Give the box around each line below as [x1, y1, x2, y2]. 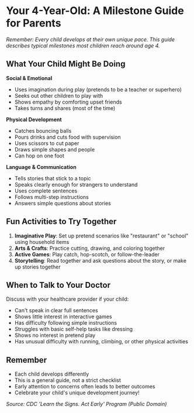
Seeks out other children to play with [14, 92, 103, 99]
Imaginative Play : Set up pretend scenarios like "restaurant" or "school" [14, 232, 189, 239]
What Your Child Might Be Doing [6, 59, 126, 69]
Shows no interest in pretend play [14, 332, 96, 339]
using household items [14, 238, 70, 245]
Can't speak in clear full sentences [14, 307, 98, 314]
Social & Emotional [6, 74, 53, 81]
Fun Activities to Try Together [6, 216, 117, 226]
